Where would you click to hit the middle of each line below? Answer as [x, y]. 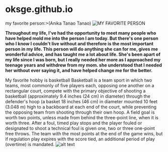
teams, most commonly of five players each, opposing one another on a [80, 85]
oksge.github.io [39, 9]
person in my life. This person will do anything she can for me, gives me [82, 49]
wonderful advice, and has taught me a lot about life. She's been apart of [83, 54]
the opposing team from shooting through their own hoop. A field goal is [80, 112]
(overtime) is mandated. [30, 144]
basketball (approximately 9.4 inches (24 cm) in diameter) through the [78, 96]
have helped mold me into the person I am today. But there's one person [82, 38]
